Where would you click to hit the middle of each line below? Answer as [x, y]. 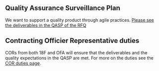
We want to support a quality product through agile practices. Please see [80, 20]
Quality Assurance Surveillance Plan [63, 8]
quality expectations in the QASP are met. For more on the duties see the [79, 58]
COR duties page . [23, 63]
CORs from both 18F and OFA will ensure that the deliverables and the [76, 53]
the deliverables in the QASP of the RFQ [46, 25]
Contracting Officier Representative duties [72, 41]
